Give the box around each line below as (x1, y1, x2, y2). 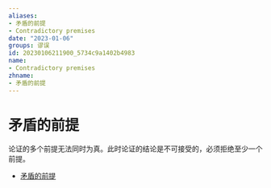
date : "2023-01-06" (8, 34, 74, 43)
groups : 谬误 (8, 42, 50, 50)
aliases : (8, 11, 38, 20)
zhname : (8, 72, 35, 80)
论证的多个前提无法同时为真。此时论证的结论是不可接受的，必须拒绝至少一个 (8, 144, 263, 153)
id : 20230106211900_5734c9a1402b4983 (8, 49, 135, 57)
